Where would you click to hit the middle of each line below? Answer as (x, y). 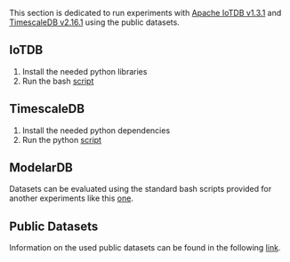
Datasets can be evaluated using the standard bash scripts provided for (141, 189)
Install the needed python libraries (85, 71)
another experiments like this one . (71, 198)
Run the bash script (58, 81)
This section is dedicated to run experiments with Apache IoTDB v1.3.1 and (145, 13)
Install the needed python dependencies (96, 130)
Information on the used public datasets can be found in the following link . (145, 248)
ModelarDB (41, 168)
